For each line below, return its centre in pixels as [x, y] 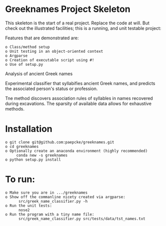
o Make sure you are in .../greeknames [46, 193]
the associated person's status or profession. [51, 89]
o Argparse [16, 56]
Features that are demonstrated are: [42, 38]
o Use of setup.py [24, 64]
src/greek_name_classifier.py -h [53, 201]
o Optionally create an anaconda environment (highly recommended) [77, 151]
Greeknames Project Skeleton [68, 9]
